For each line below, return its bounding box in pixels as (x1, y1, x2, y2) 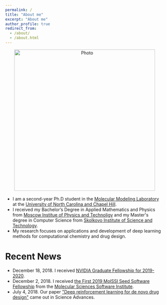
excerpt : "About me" (5, 17, 48, 22)
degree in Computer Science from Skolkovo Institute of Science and (12, 217, 152, 223)
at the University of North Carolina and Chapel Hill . (12, 201, 117, 207)
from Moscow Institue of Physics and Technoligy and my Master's (12, 212, 149, 218)
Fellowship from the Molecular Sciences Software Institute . (12, 283, 134, 289)
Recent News (5, 251, 61, 262)
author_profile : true (5, 21, 50, 27)
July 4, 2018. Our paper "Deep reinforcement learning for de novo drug (12, 288, 159, 294)
